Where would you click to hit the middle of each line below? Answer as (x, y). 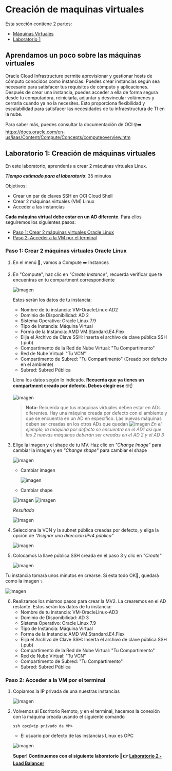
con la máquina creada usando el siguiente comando (69, 717)
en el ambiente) (37, 364)
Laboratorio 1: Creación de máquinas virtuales (80, 154)
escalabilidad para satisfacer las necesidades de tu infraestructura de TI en (85, 109)
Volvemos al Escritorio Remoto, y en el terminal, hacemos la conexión (86, 711)
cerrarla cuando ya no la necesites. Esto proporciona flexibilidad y (75, 103)
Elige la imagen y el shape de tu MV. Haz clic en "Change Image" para (87, 445)
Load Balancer (28, 763)
